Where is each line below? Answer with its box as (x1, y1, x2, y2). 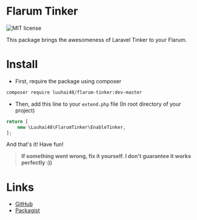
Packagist (15, 207, 41, 214)
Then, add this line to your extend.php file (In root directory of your (15, 100, 181, 108)
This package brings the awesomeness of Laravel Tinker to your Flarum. (6, 36, 187, 43)
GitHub (15, 201, 33, 208)
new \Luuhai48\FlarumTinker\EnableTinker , (17, 124, 126, 130)
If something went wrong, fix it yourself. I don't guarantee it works (21, 153, 192, 160)
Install (6, 58, 38, 71)
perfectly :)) (21, 159, 53, 167)
